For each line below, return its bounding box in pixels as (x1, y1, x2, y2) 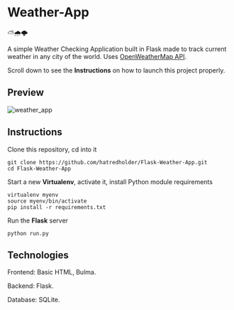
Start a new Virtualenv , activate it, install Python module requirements (7, 177, 213, 186)
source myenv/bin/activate (7, 197, 87, 205)
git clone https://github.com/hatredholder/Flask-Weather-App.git (7, 159, 208, 166)
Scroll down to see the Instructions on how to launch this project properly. (7, 65, 225, 75)
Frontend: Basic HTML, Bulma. (7, 268, 96, 277)
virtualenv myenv (7, 191, 59, 198)
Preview (7, 87, 45, 99)
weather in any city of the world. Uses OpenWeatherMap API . (7, 52, 186, 60)
